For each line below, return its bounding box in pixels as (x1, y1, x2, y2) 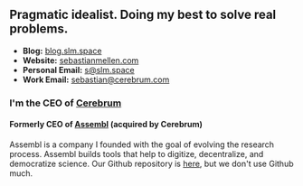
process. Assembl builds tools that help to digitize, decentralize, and (9, 148, 264, 159)
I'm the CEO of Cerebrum (9, 97, 122, 109)
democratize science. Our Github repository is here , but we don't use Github (9, 158, 294, 169)
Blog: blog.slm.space (22, 45, 102, 56)
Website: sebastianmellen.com (22, 54, 139, 66)
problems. (9, 22, 69, 37)
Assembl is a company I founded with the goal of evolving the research (9, 139, 274, 150)
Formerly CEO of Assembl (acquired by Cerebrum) (9, 119, 204, 130)
